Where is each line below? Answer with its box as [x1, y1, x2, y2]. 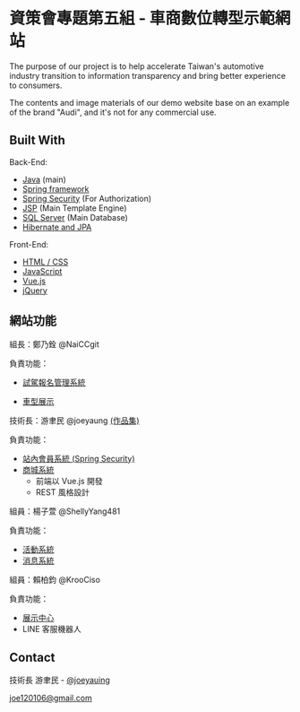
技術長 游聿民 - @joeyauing [9, 674, 110, 686]
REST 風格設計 [35, 486, 90, 498]
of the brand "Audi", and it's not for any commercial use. [9, 107, 217, 117]
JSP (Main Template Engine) [21, 203, 127, 213]
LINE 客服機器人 [21, 623, 82, 634]
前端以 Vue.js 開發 [35, 475, 103, 486]
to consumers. [9, 80, 63, 91]
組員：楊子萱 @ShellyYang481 [9, 506, 121, 517]
